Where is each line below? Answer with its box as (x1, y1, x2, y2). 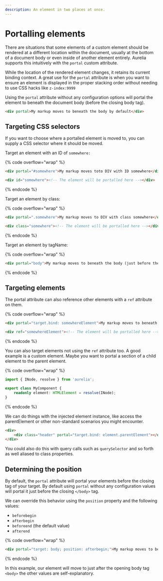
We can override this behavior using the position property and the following (5, 498, 158, 504)
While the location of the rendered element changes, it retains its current (5, 69, 150, 75)
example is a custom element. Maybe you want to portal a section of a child (5, 353, 156, 359)
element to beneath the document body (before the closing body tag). (5, 100, 145, 105)
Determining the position (5, 465, 82, 473)
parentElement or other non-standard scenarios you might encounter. (5, 418, 144, 424)
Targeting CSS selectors (5, 122, 80, 131)
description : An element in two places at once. (5, 7, 105, 12)
